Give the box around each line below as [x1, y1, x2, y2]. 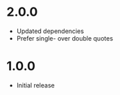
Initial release [16, 81, 55, 89]
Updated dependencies [16, 27, 85, 35]
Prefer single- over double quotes [16, 34, 114, 42]
